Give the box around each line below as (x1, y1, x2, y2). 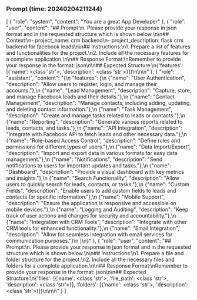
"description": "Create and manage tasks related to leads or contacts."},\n (6, 112, 186, 119)
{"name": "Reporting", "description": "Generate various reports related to (6, 118, 183, 126)
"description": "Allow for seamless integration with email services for (6, 231, 173, 238)
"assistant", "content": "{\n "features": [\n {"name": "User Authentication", (6, 74, 186, 81)
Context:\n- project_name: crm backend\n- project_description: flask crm (6, 37, 184, 44)
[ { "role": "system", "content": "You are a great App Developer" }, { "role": (6, 18, 186, 25)
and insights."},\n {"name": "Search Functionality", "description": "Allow (6, 174, 179, 182)
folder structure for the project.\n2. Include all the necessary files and (6, 256, 175, 263)
